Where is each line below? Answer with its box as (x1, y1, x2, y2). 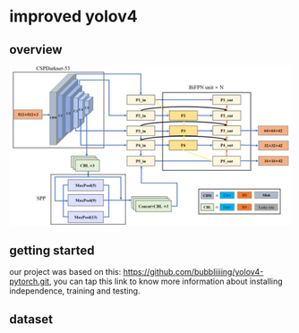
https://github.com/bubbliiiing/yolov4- (123, 267, 264, 277)
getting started (9, 243, 95, 258)
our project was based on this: (9, 267, 122, 277)
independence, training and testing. (9, 286, 141, 296)
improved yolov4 (9, 6, 138, 27)
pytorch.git (9, 276, 50, 287)
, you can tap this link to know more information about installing (48, 276, 284, 287)
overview (9, 42, 63, 57)
